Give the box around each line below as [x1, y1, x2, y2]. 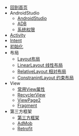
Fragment [17, 102, 37, 108]
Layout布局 [17, 56, 41, 61]
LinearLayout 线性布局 [17, 62, 63, 68]
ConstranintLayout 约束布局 [17, 74, 74, 80]
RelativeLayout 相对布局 [17, 68, 66, 74]
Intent [9, 37, 22, 43]
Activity [9, 32, 26, 38]
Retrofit [17, 125, 33, 131]
